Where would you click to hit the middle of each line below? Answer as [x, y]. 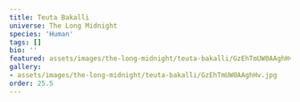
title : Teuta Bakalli [50, 17]
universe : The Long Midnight [63, 26]
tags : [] [25, 42]
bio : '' [24, 51]
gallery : [25, 67]
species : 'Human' [42, 34]
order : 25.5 [31, 83]
